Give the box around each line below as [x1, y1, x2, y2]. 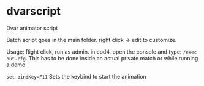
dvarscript [6, 4, 61, 18]
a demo [6, 61, 26, 68]
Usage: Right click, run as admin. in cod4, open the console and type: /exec [6, 48, 197, 56]
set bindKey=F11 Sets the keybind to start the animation [6, 73, 147, 80]
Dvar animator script [6, 24, 58, 32]
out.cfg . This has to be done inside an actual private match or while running [6, 54, 198, 62]
